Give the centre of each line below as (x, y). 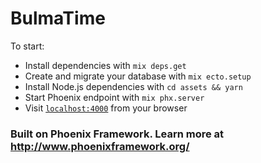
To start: (27, 46)
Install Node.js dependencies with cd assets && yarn (133, 86)
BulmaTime (58, 18)
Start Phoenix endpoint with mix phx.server (114, 97)
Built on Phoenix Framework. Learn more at (117, 134)
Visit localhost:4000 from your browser (106, 108)
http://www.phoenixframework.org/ (100, 146)
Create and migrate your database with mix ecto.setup (138, 76)
